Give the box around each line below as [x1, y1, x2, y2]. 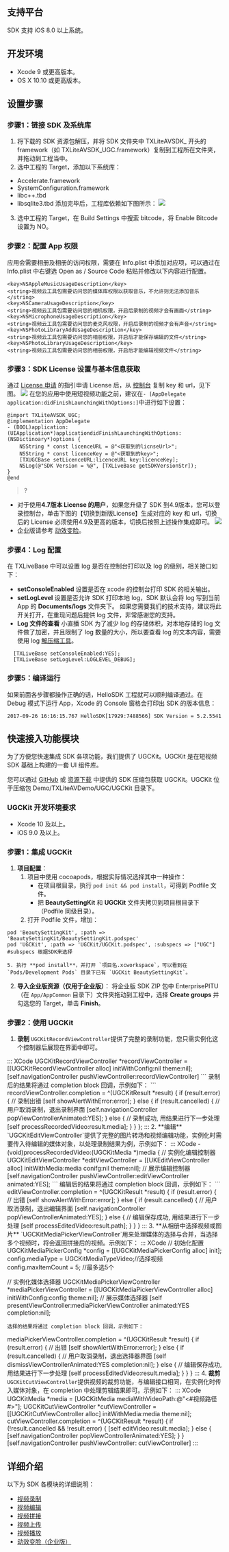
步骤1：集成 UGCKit [7, 847, 72, 857]
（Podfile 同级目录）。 [37, 907, 98, 915]
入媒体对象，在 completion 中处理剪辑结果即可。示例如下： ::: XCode [7, 1386, 202, 1394]
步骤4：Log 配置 [7, 545, 62, 554]
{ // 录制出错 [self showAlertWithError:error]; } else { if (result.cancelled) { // [7, 1097, 220, 1106]
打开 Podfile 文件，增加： [27, 915, 99, 924]
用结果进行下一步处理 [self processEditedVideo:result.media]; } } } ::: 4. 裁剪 [7, 1369, 221, 1377]
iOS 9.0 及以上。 [16, 828, 64, 837]
